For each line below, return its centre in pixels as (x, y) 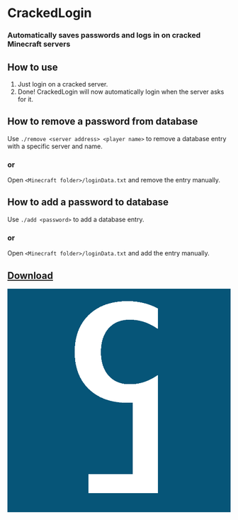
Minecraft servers (39, 44)
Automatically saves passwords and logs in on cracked (104, 35)
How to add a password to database (88, 203)
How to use (33, 67)
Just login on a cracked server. (63, 84)
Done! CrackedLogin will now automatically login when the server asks (121, 92)
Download (30, 276)
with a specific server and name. (55, 146)
